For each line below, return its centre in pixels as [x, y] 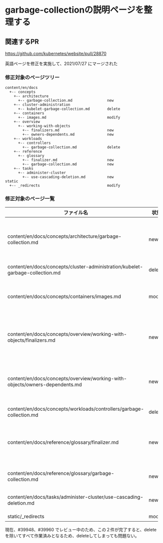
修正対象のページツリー [32, 77]
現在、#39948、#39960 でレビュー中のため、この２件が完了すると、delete [81, 529]
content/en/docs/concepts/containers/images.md [64, 296]
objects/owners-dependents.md [45, 385]
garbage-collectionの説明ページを [74, 10]
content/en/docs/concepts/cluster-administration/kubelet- [75, 266]
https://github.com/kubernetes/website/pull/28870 [56, 53]
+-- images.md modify [69, 118]
